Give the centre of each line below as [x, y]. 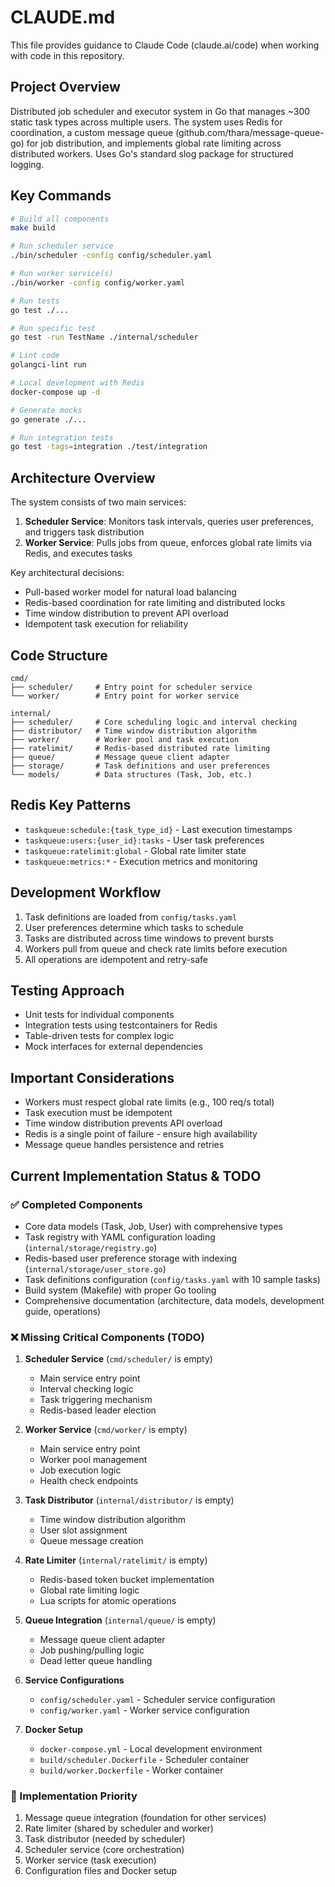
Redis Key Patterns [71, 805]
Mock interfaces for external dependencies [113, 1047]
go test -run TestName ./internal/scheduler [104, 337]
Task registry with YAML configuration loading [120, 1237]
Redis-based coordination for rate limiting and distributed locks [155, 603]
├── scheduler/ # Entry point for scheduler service [131, 687]
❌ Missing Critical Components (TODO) [107, 1337]
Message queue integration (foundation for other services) [145, 1818]
